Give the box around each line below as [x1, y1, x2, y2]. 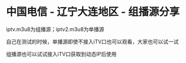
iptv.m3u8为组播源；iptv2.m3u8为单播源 [6, 26, 104, 33]
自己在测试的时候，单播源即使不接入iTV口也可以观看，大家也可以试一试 [6, 38, 179, 45]
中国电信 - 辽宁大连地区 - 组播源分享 [6, 5, 180, 19]
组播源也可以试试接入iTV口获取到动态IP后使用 [6, 50, 117, 57]
